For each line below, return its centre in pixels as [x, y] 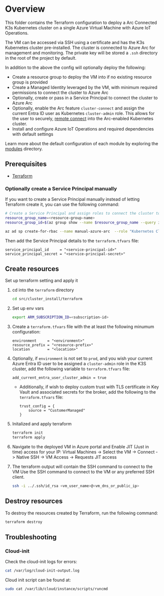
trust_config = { [37, 406]
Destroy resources [34, 501]
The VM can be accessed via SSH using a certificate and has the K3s [75, 42]
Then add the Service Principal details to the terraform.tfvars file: [72, 241]
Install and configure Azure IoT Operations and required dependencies [83, 129]
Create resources [32, 269]
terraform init [28, 433]
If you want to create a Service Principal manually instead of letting [72, 199]
